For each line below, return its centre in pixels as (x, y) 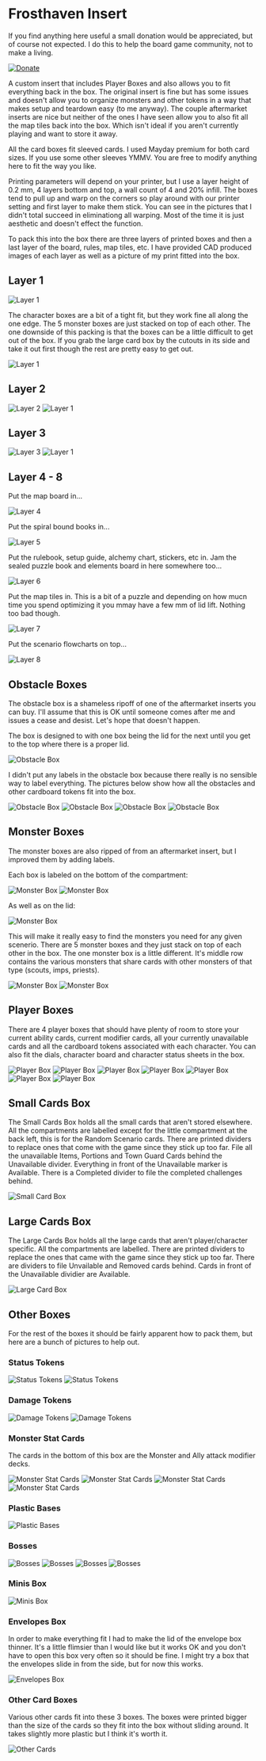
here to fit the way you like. (52, 166)
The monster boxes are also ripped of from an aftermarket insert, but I (122, 851)
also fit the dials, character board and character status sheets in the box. (127, 1054)
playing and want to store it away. (63, 134)
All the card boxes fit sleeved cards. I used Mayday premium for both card (129, 149)
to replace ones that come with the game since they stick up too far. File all (131, 1148)
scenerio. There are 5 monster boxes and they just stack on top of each (125, 945)
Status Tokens (36, 1362)
